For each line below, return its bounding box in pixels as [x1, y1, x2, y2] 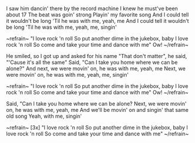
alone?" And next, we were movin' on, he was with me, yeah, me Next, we [6, 65, 186, 72]
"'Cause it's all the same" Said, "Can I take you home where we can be [6, 59, 178, 66]
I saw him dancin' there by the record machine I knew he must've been [6, 5, 179, 12]
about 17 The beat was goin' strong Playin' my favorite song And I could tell [6, 11, 189, 18]
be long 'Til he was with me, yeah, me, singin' [6, 23, 117, 30]
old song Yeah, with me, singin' [6, 113, 82, 120]
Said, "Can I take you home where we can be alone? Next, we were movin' [6, 100, 187, 107]
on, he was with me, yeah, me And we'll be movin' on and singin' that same [6, 107, 189, 113]
